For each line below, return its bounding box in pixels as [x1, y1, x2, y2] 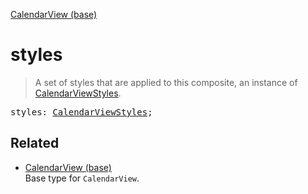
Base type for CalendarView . [24, 172, 140, 184]
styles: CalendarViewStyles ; [10, 106, 153, 118]
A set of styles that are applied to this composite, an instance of [34, 76, 298, 88]
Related [10, 135, 60, 152]
